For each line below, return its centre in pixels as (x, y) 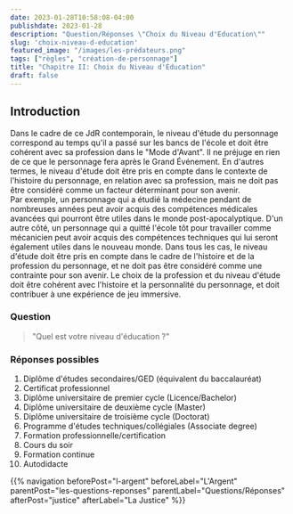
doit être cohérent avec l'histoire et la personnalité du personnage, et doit (145, 284)
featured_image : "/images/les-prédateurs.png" (98, 51)
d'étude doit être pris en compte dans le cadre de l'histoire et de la (132, 256)
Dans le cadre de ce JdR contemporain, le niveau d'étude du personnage (144, 133)
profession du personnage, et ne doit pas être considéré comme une (136, 265)
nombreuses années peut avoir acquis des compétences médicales (134, 208)
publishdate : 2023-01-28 (56, 26)
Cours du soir (48, 445)
